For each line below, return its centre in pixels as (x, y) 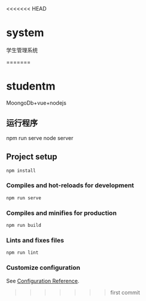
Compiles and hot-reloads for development (70, 186)
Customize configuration (43, 267)
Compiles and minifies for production (61, 213)
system (25, 33)
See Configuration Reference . (43, 281)
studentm (31, 86)
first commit (125, 292)
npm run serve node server (40, 138)
